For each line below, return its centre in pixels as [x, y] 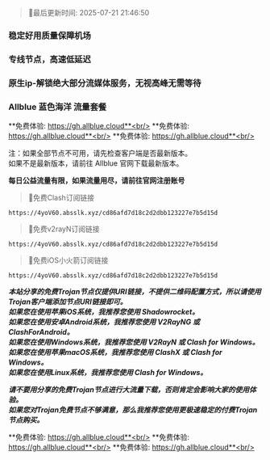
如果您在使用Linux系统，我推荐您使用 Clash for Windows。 [108, 373]
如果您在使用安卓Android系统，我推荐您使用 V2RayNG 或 [104, 322]
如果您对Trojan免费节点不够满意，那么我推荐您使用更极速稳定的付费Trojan [133, 410]
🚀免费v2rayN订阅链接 [64, 229]
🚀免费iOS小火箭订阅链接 [68, 260]
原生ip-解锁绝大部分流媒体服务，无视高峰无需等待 [105, 82]
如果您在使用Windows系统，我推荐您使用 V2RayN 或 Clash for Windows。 [134, 342]
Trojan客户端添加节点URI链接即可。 [68, 302]
